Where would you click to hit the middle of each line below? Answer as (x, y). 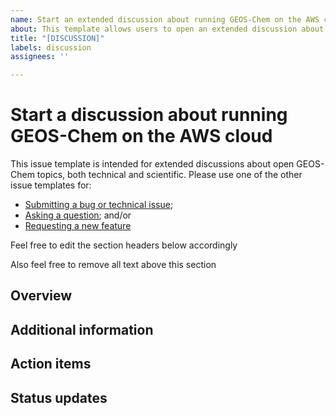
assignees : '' (40, 57)
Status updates (59, 397)
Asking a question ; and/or (78, 215)
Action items (51, 364)
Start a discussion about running (149, 115)
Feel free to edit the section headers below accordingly (124, 245)
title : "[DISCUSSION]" (57, 38)
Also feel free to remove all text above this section (113, 265)
